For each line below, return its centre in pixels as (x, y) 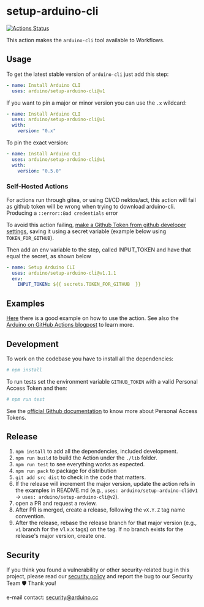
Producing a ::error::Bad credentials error (62, 213)
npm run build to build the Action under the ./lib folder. (86, 458)
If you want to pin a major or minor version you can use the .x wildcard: (96, 103)
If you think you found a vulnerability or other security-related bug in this (98, 570)
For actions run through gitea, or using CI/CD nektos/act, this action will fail (101, 199)
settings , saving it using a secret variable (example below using (86, 231)
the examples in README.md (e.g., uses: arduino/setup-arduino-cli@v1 (106, 490)
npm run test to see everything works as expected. (80, 464)
